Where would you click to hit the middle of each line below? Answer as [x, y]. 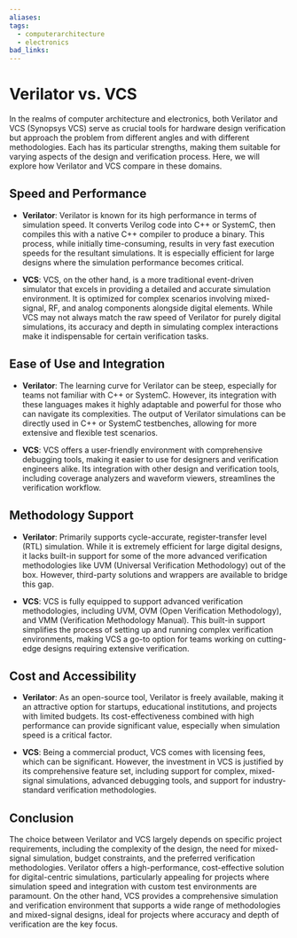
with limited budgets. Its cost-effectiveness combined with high [138, 716]
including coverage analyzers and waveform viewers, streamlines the [148, 478]
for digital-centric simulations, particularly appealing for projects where [139, 877]
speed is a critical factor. [67, 735]
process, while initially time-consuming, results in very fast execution [148, 243]
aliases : [25, 17]
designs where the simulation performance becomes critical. [133, 262]
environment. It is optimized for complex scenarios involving [132, 298]
